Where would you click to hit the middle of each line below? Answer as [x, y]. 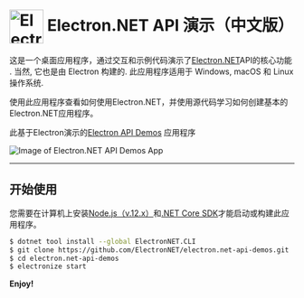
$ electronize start [48, 266]
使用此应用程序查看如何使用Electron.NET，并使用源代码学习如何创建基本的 [149, 102]
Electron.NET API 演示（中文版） [170, 25]
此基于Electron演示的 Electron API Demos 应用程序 [103, 132]
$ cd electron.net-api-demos [64, 258]
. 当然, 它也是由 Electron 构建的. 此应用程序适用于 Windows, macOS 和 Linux [152, 71]
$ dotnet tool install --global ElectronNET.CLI [103, 241]
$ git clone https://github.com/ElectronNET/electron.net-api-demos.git [149, 250]
